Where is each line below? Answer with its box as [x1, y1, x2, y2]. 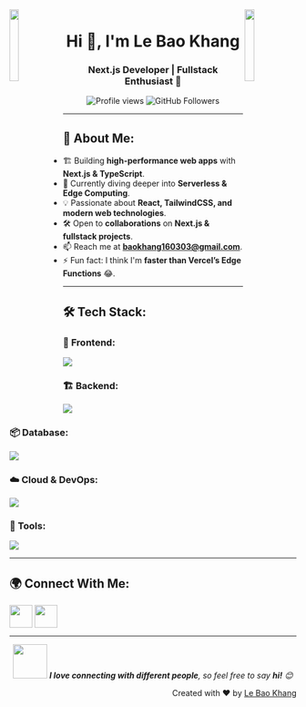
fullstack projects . [62, 231, 134, 242]
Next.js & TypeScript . [62, 169, 146, 179]
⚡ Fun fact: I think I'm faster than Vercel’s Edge [62, 255, 241, 266]
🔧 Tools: [9, 519, 46, 532]
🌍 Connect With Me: [9, 576, 130, 591]
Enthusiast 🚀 [124, 75, 182, 87]
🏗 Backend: [62, 379, 119, 392]
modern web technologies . [62, 208, 167, 219]
